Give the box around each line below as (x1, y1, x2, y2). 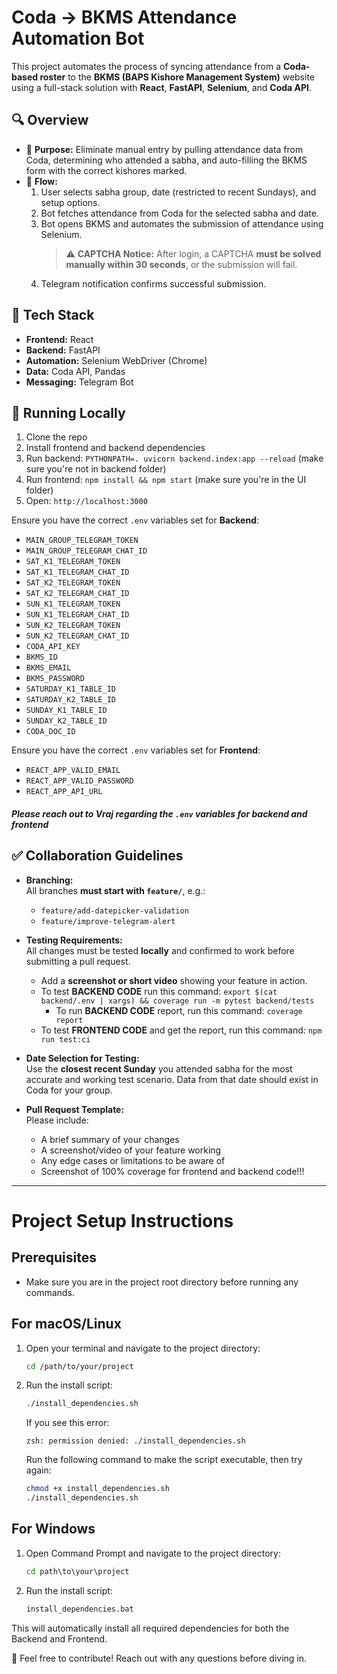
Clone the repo (25, 431, 88, 443)
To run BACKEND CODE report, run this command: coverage (55, 1004, 303, 1016)
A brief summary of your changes (40, 1133, 180, 1145)
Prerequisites (11, 1249, 97, 1266)
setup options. (40, 196, 101, 208)
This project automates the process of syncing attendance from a (11, 60, 282, 72)
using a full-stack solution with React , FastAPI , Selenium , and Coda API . (11, 81, 313, 93)
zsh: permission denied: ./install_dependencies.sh (25, 1436, 246, 1446)
